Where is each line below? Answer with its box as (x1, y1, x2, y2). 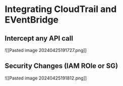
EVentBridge (5, 14, 59, 25)
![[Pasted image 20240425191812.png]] (5, 75, 87, 81)
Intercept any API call (5, 34, 74, 42)
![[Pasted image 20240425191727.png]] (5, 47, 87, 53)
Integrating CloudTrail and (5, 3, 117, 15)
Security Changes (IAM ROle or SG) (5, 61, 118, 70)
